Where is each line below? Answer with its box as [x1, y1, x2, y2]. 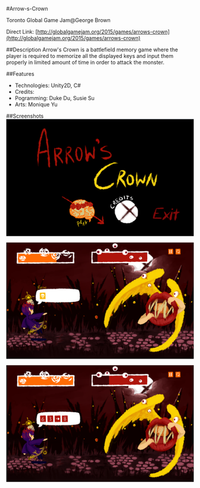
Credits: [14, 88, 35, 95]
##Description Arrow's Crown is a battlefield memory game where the [6, 46, 179, 53]
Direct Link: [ [6, 28, 37, 35]
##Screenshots [6, 113, 44, 119]
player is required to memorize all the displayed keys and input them [6, 52, 174, 59]
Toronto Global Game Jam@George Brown [6, 17, 111, 23]
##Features [6, 70, 35, 77]
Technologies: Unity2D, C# [14, 82, 82, 89]
